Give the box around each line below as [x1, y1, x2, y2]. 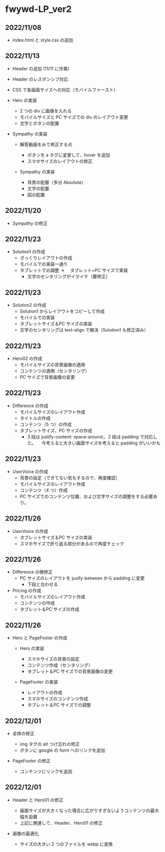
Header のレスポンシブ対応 [12, 76, 69, 82]
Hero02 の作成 [12, 355, 43, 361]
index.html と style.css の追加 [12, 37, 74, 43]
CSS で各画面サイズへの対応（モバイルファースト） [12, 86, 118, 92]
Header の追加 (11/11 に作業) [12, 66, 70, 72]
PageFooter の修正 [12, 758, 51, 764]
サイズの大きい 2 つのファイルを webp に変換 [19, 841, 113, 847]
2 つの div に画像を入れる [19, 108, 72, 114]
